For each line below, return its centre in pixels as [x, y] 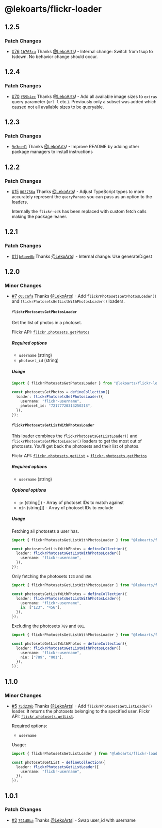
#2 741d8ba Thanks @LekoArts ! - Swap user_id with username [74, 820]
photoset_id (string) [39, 360]
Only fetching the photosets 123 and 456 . [52, 576]
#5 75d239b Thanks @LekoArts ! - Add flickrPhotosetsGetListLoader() [82, 706]
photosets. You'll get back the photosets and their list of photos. [76, 446]
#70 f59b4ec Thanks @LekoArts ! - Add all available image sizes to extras [84, 96]
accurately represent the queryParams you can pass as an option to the [82, 196]
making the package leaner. [39, 216]
